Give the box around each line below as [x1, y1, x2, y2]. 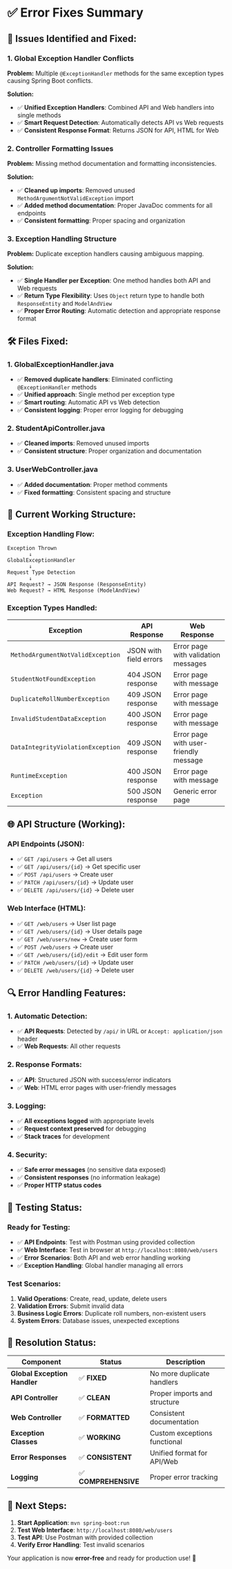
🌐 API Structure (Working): [7, 818, 126, 830]
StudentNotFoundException [10, 675, 96, 683]
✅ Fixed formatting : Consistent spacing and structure [17, 488, 171, 497]
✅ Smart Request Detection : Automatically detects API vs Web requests [17, 118, 224, 126]
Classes [10, 1437, 38, 1447]
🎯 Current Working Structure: [7, 509, 136, 521]
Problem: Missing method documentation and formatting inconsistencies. [7, 160, 217, 168]
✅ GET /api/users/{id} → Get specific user [17, 863, 142, 871]
